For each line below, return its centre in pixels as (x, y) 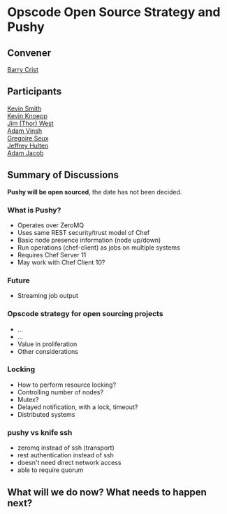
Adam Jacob (25, 153)
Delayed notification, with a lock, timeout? (78, 407)
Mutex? (28, 399)
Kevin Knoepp (27, 115)
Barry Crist (23, 70)
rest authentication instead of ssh (65, 455)
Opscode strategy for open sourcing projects (85, 314)
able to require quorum (50, 470)
